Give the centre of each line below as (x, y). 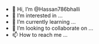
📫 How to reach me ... (40, 35)
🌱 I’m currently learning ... (44, 22)
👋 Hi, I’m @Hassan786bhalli (46, 9)
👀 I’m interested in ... (37, 15)
